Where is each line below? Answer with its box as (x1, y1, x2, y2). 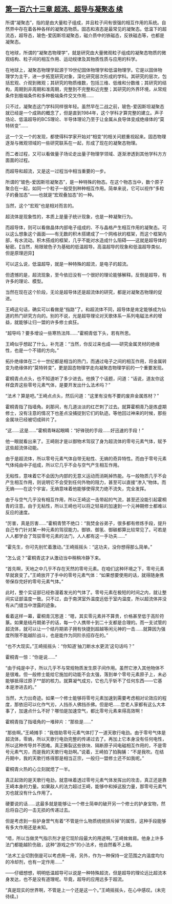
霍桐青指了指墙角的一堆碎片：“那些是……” (5, 719, 93, 725)
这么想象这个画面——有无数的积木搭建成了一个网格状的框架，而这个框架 (9, 230, 162, 237)
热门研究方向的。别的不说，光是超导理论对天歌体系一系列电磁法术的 (14, 312, 158, 319)
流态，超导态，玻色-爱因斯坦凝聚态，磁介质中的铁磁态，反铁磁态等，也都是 (5, 32, 165, 38)
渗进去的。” (14, 684, 37, 690)
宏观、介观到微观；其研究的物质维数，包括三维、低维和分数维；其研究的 (9, 79, 162, 86)
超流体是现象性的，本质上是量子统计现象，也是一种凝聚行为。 (5, 213, 136, 219)
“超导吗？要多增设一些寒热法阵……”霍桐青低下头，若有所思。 (5, 330, 134, 336)
